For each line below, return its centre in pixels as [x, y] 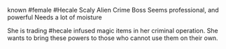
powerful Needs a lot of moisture [55, 17]
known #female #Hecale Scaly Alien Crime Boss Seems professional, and [113, 10]
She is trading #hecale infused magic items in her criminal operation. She [113, 31]
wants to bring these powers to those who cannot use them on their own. [113, 38]
